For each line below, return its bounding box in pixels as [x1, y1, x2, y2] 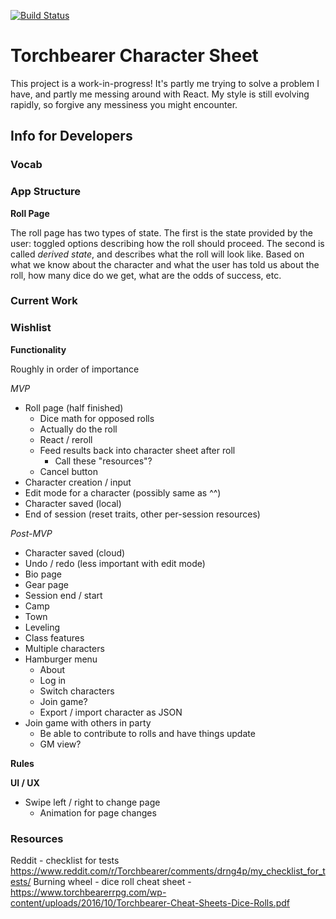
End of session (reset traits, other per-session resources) [24, 508, 261, 520]
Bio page [24, 568, 62, 580]
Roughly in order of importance [10, 363, 140, 375]
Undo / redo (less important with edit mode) [24, 557, 206, 569]
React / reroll [39, 433, 93, 445]
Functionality [10, 343, 67, 355]
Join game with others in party [24, 716, 152, 729]
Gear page [24, 578, 69, 590]
